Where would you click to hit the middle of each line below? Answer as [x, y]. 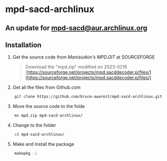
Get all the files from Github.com [46, 87]
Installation [23, 45]
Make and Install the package [43, 144]
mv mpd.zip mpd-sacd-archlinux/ [48, 116]
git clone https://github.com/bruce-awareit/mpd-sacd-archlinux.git [88, 97]
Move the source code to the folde [49, 106]
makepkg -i [26, 153]
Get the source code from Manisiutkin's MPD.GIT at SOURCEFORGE [84, 57]
